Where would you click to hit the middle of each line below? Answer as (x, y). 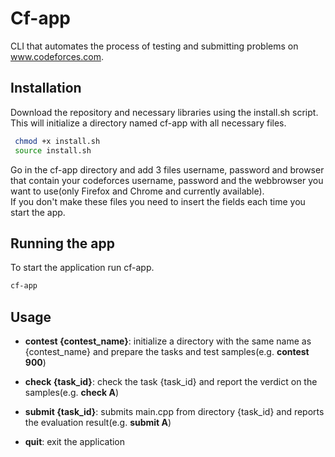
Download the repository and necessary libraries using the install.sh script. (164, 112)
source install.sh (53, 150)
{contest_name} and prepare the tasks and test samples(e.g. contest (167, 351)
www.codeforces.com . (57, 56)
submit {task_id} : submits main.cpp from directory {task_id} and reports (174, 411)
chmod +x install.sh (57, 141)
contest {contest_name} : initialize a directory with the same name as (168, 341)
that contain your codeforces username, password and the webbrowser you (167, 180)
